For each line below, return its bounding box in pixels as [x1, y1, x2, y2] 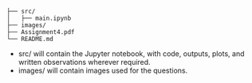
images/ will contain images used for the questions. [18, 66, 188, 75]
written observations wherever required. [18, 58, 152, 66]
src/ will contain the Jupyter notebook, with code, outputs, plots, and [18, 49, 245, 58]
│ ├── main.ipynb [6, 14, 72, 22]
